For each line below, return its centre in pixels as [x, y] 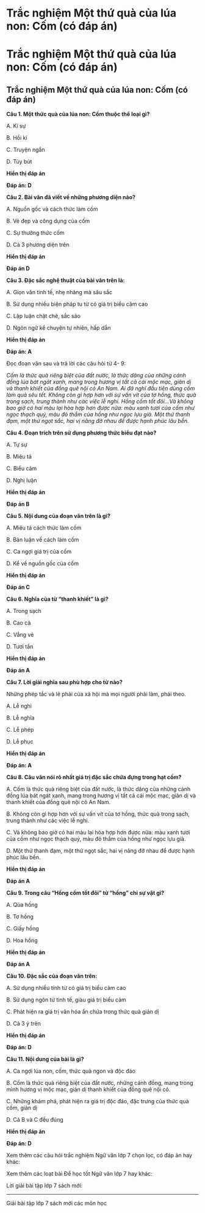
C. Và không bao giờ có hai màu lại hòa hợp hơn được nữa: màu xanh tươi [98, 832]
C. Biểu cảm [22, 468]
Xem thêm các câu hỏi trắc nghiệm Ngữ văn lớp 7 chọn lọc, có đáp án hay [99, 1155]
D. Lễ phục [20, 742]
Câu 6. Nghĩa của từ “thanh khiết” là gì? [57, 599]
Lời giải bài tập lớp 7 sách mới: [45, 1185]
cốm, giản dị [22, 1108]
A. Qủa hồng [22, 905]
